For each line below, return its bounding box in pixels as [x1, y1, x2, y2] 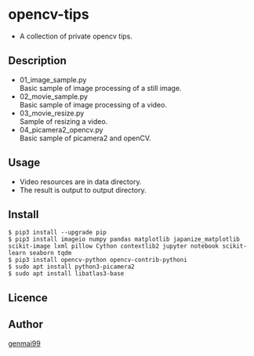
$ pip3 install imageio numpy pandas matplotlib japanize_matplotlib [8, 235, 241, 244]
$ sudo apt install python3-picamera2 [8, 263, 135, 271]
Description [8, 54, 67, 67]
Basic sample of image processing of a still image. [19, 83, 182, 93]
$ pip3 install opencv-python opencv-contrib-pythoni [8, 256, 188, 264]
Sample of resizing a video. [19, 116, 108, 126]
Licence [8, 291, 49, 304]
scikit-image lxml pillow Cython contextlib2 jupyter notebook [8, 242, 220, 250]
